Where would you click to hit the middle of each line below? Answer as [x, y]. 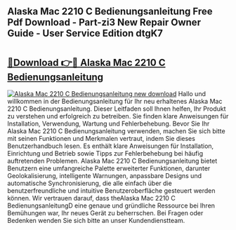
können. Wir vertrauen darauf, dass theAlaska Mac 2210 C [91, 198]
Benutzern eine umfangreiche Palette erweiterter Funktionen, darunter [109, 168]
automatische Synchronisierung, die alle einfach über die [90, 183]
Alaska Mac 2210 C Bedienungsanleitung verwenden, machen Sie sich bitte [117, 131]
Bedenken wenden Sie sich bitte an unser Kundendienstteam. [96, 221]
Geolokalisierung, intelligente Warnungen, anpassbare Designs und [105, 176]
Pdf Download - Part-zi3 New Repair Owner [104, 23]
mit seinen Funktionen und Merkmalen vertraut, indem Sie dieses [101, 138]
